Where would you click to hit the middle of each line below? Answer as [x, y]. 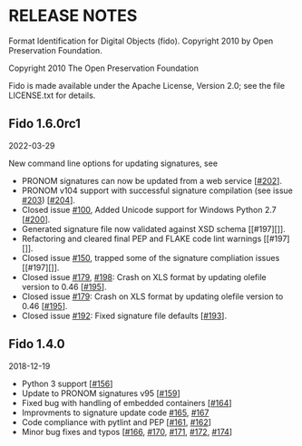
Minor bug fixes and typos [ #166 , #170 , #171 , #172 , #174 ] [127, 431]
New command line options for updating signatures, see [113, 163]
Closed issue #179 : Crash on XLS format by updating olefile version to [152, 296]
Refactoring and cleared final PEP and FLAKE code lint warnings [141, 238]
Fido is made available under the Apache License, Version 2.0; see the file [147, 85]
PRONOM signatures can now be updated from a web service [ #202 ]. [152, 180]
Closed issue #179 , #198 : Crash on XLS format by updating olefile [144, 276]
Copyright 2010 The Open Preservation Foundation [104, 68]
